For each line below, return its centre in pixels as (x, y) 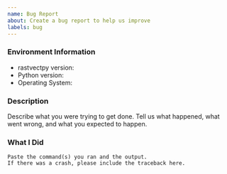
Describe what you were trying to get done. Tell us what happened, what (113, 116)
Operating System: (45, 82)
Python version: (40, 75)
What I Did (26, 142)
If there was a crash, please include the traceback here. (96, 163)
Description (28, 101)
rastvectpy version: (46, 67)
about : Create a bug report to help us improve (79, 21)
